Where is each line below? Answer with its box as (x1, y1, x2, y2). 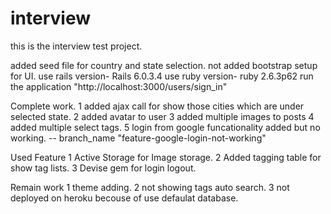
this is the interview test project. (10, 40, 143, 52)
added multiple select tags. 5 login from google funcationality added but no (10, 121, 321, 133)
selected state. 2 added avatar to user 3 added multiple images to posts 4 (10, 110, 315, 122)
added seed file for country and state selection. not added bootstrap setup (10, 59, 318, 71)
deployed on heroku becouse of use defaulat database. (10, 192, 239, 204)
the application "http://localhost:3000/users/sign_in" (10, 80, 228, 92)
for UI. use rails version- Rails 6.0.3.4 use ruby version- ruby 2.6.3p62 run (10, 70, 314, 82)
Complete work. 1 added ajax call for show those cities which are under (10, 100, 305, 112)
